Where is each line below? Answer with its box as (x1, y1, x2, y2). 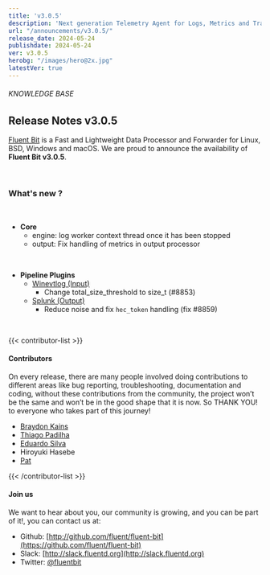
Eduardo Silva (19, 438, 67, 448)
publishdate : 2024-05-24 (8, 42, 92, 50)
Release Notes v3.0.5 (8, 113, 118, 127)
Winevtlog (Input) (31, 278, 90, 288)
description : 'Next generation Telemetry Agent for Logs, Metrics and (8, 19, 250, 27)
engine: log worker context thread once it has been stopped (31, 230, 231, 240)
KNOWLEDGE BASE (8, 89, 74, 99)
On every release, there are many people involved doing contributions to (8, 372, 248, 381)
